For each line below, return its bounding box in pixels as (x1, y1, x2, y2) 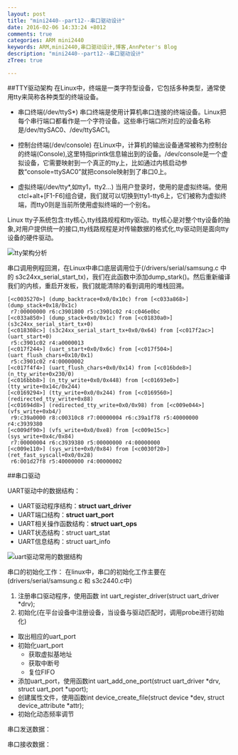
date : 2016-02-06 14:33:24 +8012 (7, 24, 107, 31)
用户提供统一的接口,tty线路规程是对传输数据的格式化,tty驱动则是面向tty (21, 224, 229, 232)
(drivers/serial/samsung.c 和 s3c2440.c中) (7, 576, 133, 585)
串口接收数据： (7, 739, 51, 749)
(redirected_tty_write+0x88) (7, 395, 94, 403)
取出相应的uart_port (17, 632, 76, 640)
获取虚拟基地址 (28, 649, 72, 658)
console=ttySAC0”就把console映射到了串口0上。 (26, 167, 171, 175)
